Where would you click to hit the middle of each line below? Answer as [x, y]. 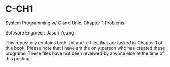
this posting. [18, 58]
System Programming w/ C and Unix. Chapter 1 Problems [65, 23]
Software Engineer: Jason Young [40, 32]
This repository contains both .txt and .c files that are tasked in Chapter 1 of [84, 42]
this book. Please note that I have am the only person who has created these [85, 48]
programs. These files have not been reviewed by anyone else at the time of [85, 53]
